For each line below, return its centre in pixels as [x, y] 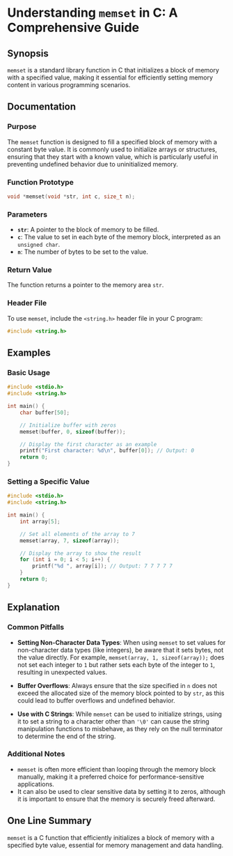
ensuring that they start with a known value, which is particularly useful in [113, 156]
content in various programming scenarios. [69, 85]
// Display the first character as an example [88, 444]
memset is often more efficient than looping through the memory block [116, 769]
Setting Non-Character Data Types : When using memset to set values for [121, 642]
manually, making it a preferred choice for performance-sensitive [111, 777]
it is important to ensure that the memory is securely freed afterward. [116, 799]
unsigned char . [39, 245]
